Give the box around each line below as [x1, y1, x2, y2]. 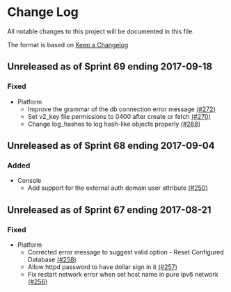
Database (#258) [27, 255, 77, 263]
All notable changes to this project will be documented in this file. [7, 27, 195, 35]
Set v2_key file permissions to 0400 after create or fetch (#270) [27, 112, 211, 120]
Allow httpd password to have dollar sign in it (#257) [27, 263, 177, 271]
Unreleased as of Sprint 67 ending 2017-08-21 [7, 204, 212, 216]
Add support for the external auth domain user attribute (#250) [27, 184, 208, 192]
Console [17, 177, 42, 185]
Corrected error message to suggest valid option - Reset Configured [27, 248, 224, 256]
